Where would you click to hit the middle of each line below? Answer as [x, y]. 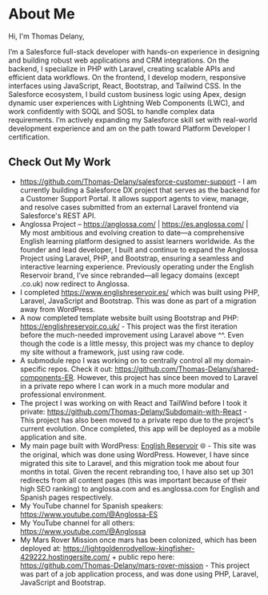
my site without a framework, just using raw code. [102, 352]
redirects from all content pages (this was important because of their [133, 480]
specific [33, 369]
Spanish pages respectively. [66, 497]
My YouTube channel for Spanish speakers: [92, 505]
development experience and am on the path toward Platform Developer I [129, 128]
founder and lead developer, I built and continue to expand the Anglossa [139, 249]
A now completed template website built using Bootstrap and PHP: [129, 318]
